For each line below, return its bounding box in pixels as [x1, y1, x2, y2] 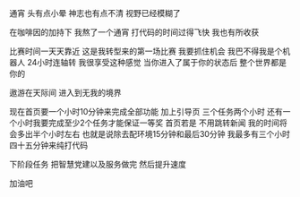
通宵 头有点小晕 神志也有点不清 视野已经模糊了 [9, 8, 181, 18]
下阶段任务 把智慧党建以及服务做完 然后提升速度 [9, 159, 186, 169]
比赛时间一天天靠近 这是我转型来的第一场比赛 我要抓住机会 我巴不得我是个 [9, 46, 283, 56]
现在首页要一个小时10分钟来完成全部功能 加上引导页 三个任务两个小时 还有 [9, 107, 284, 116]
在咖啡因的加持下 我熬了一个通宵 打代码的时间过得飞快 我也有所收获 [9, 27, 260, 38]
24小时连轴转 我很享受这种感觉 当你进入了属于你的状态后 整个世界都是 [26, 57, 287, 67]
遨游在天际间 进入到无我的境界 [9, 88, 122, 98]
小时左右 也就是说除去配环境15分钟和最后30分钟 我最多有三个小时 [47, 129, 291, 139]
